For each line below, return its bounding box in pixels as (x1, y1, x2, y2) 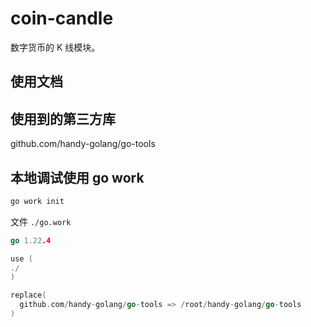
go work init (10, 196, 65, 206)
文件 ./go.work (10, 215, 72, 227)
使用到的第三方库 (10, 110, 116, 127)
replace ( (10, 290, 47, 301)
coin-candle (10, 7, 114, 30)
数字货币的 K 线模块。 (10, 41, 101, 53)
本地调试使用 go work (10, 169, 145, 186)
